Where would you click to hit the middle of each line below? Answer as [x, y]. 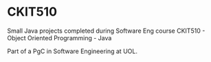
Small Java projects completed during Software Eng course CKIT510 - [106, 31]
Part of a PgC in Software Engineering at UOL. [72, 51]
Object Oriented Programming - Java [59, 37]
